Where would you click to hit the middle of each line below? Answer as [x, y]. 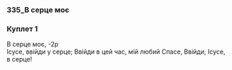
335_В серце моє [38, 10]
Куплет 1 [22, 28]
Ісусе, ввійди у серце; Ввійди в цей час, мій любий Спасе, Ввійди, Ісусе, [116, 52]
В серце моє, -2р [33, 45]
